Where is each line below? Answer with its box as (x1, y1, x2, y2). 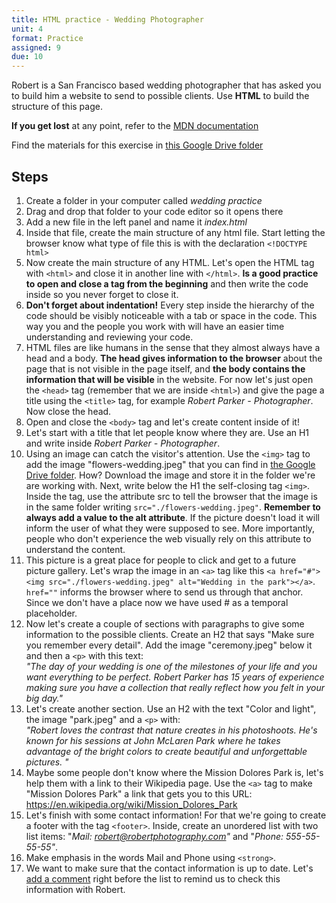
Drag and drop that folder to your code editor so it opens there (25, 205, 284, 217)
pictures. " (25, 756, 69, 768)
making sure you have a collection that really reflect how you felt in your (25, 681, 325, 693)
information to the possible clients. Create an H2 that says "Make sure (25, 628, 315, 640)
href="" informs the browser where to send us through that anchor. (25, 586, 304, 598)
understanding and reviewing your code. (25, 331, 194, 343)
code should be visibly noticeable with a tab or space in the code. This (25, 309, 318, 321)
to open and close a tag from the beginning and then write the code (25, 277, 309, 290)
